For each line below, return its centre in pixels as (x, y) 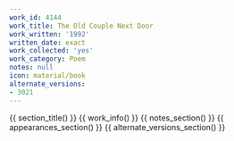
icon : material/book (48, 76)
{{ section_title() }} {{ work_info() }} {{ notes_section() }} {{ (117, 118)
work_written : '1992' (50, 34)
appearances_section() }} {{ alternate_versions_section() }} (117, 127)
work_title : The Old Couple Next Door (81, 26)
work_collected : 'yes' (51, 51)
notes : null (31, 68)
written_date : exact (48, 42)
